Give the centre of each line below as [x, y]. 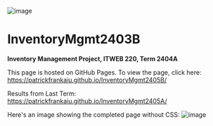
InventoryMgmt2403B [74, 39]
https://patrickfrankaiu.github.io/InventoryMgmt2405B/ [87, 80]
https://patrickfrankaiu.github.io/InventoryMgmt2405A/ [87, 101]
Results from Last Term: [42, 93]
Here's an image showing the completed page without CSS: [94, 114]
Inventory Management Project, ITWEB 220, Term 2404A [92, 58]
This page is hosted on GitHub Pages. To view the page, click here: [104, 72]
